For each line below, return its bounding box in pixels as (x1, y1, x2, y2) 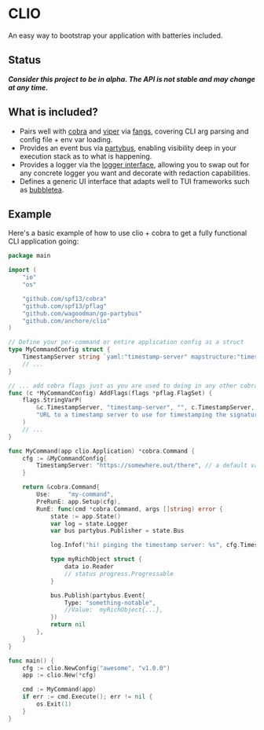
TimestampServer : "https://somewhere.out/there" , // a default (36, 461, 247, 470)
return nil (49, 621, 86, 629)
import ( (8, 266, 37, 274)
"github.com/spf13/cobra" (22, 295, 108, 303)
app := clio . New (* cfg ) (22, 671, 97, 680)
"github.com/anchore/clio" (22, 317, 111, 325)
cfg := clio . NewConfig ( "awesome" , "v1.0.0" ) (22, 664, 170, 672)
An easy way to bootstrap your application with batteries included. (8, 31, 223, 40)
